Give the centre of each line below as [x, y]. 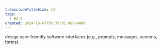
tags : [10, 14]
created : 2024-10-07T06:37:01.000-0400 [45, 23]
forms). [12, 42]
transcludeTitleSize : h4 [30, 9]
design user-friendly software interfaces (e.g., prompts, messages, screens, [81, 37]
